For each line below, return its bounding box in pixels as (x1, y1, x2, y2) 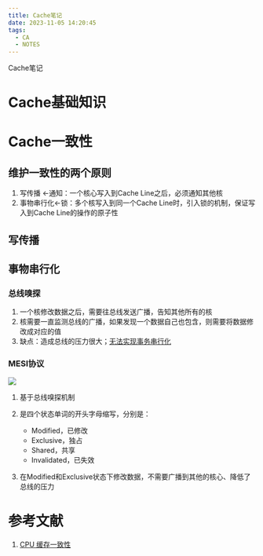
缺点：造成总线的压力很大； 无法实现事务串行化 (19, 337, 171, 346)
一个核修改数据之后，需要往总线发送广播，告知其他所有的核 (19, 307, 213, 316)
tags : (8, 26, 26, 34)
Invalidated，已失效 (31, 455, 95, 464)
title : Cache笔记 (8, 11, 63, 20)
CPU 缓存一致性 (19, 540, 71, 549)
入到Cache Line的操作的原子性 (19, 208, 119, 218)
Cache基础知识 (8, 93, 107, 112)
